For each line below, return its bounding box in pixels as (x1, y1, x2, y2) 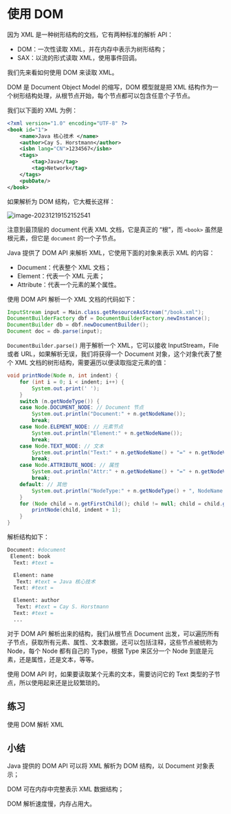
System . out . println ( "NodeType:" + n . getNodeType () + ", (32, 487, 195, 494)
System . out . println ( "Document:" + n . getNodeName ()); (32, 410, 186, 417)
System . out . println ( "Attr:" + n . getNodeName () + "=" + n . (32, 468, 201, 475)
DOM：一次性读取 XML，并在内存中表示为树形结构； (16, 45, 167, 53)
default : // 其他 (19, 481, 67, 488)
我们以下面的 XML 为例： (7, 106, 78, 114)
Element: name (13, 572, 54, 578)
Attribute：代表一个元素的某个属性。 (16, 280, 120, 289)
